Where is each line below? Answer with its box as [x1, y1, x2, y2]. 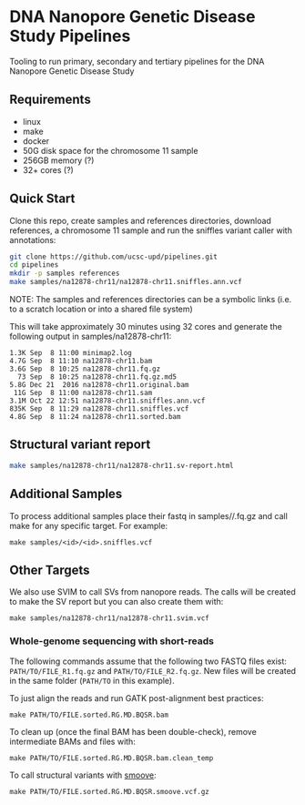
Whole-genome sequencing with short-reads [9, 635, 214, 647]
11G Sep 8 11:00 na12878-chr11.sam [13, 389, 153, 398]
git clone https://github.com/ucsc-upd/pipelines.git [9, 252, 219, 261]
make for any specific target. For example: [9, 520, 168, 531]
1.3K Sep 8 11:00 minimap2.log [9, 349, 132, 358]
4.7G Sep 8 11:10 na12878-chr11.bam [9, 357, 153, 366]
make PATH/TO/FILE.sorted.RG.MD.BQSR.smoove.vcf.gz [9, 787, 209, 796]
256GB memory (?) [22, 155, 95, 166]
